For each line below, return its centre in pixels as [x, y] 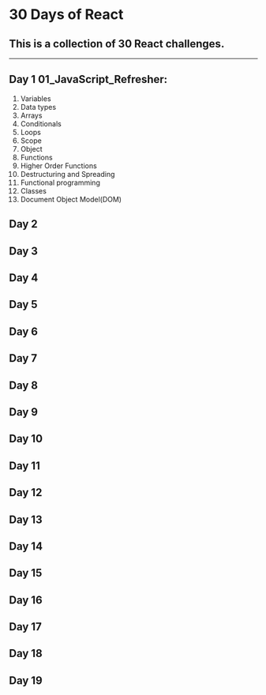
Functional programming [60, 182]
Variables [36, 98]
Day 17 [25, 627]
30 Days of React [66, 15]
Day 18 [26, 654]
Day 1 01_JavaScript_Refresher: [88, 79]
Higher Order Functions [58, 165]
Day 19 [26, 680]
